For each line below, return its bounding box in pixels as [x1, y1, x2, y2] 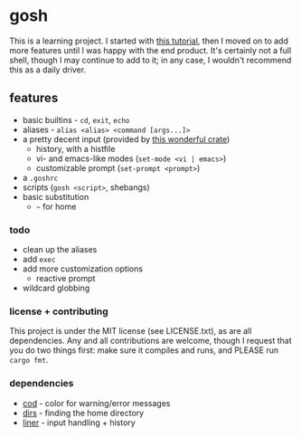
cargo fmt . [9, 355, 49, 366]
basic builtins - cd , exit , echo [22, 114, 130, 125]
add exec [22, 254, 56, 265]
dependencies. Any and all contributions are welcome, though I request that [9, 336, 292, 347]
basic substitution [22, 191, 89, 202]
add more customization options [22, 263, 143, 274]
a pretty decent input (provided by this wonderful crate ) [22, 133, 230, 145]
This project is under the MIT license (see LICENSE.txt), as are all [9, 326, 252, 337]
